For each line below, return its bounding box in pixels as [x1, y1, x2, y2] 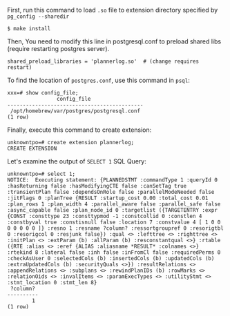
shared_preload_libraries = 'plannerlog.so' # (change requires [7, 58, 199, 65]
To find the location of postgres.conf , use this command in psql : [7, 76, 190, 84]
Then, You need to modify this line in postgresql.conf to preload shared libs [7, 37, 222, 46]
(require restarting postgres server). [7, 45, 110, 52]
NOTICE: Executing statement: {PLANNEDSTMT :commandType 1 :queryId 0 [7, 177, 218, 184]
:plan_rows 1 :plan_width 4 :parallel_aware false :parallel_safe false [7, 201, 221, 208]
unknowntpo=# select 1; [7, 170, 76, 177]
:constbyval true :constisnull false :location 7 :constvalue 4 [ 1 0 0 [7, 219, 221, 226]
